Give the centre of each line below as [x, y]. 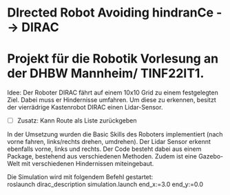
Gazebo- [211, 156]
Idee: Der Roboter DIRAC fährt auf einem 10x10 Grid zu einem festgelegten [113, 93]
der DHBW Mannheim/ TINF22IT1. [106, 73]
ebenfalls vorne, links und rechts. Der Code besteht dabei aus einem [104, 149]
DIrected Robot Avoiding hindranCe [111, 13]
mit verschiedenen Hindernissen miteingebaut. [88, 164]
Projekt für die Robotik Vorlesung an [113, 59]
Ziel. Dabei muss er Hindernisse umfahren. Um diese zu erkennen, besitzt [112, 100]
